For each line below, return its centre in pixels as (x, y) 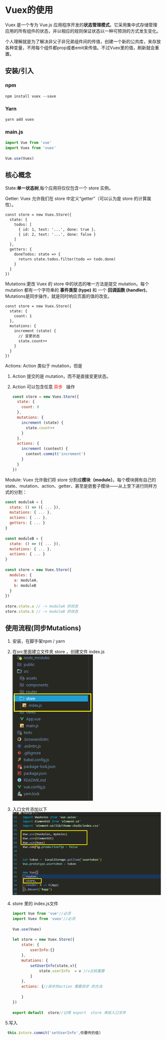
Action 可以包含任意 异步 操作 (43, 387)
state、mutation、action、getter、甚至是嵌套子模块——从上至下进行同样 (79, 486)
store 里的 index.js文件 (35, 904)
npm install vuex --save (31, 96)
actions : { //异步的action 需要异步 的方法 (62, 987)
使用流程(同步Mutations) (43, 628)
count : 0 (30, 407)
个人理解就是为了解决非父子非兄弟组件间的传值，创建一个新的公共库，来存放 (83, 41)
